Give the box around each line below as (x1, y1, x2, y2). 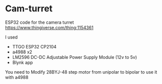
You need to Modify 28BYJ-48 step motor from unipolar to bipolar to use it (5, 69, 158, 75)
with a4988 (5, 74, 29, 80)
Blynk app (12, 59, 33, 65)
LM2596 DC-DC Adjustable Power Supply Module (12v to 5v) (12, 54, 137, 60)
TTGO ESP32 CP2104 (12, 43, 57, 49)
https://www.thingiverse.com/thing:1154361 (5, 24, 94, 30)
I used (5, 34, 18, 40)
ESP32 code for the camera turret (5, 19, 74, 25)
